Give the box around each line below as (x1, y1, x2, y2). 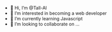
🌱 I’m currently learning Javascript (10, 16, 83, 21)
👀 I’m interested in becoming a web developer (10, 10, 107, 16)
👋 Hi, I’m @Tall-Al (10, 5, 47, 11)
